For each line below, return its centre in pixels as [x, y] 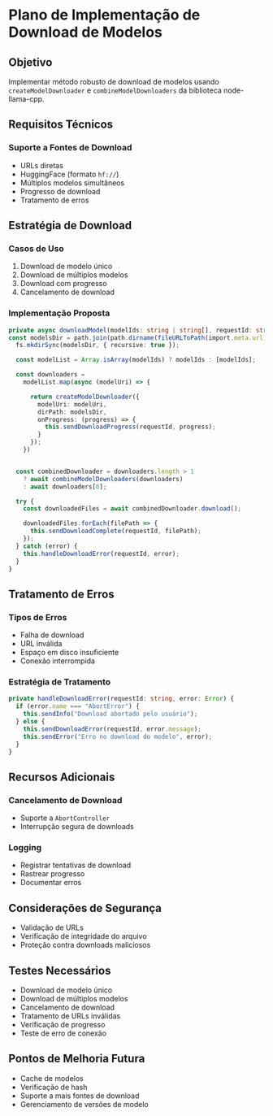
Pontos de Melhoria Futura [77, 1059]
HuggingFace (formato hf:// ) [69, 174]
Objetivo [30, 62]
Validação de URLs [52, 927]
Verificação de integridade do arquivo [84, 936]
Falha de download [52, 635]
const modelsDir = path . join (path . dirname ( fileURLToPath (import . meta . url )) [139, 338]
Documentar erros [51, 883]
